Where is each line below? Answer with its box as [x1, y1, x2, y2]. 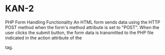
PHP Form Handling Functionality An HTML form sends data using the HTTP [5, 19, 161, 25]
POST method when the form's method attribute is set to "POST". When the [5, 24, 160, 30]
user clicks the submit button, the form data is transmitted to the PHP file [5, 29, 154, 35]
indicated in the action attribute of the [5, 35, 82, 41]
